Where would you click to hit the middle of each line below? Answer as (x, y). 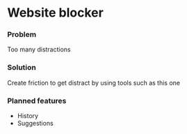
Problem (22, 35)
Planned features (37, 101)
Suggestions (35, 124)
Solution (22, 67)
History (28, 116)
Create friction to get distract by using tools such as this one (94, 83)
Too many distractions (39, 49)
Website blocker (56, 13)
